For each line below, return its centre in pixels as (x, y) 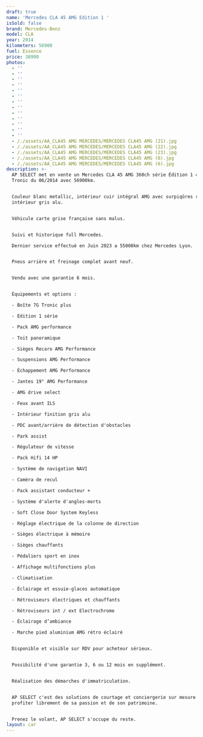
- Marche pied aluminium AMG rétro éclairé (67, 632)
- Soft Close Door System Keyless (55, 512)
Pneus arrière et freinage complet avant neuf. (73, 262)
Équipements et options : (44, 294)
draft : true (21, 12)
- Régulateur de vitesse (43, 447)
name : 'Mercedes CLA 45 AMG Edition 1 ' (58, 18)
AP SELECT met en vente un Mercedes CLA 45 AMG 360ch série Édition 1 (102, 175)
